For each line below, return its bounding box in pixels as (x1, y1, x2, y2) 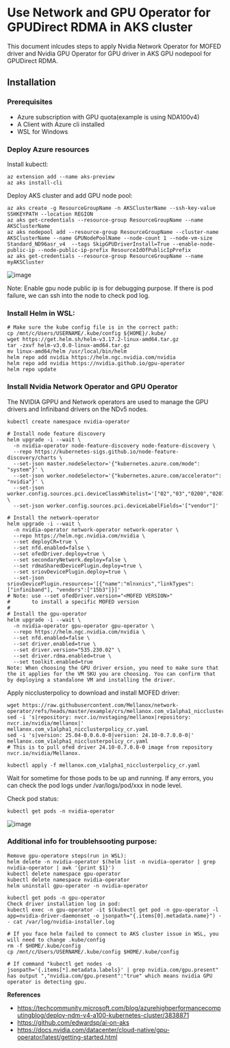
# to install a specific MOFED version (7, 598, 139, 605)
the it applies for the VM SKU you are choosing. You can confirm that (7, 671, 216, 677)
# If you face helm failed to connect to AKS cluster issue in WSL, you (7, 930, 219, 938)
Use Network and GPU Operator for (7, 5, 211, 21)
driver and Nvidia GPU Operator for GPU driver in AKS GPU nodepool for (7, 49, 212, 58)
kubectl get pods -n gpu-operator (7, 894, 106, 901)
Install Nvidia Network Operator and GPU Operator (7, 382, 178, 392)
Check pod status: (7, 794, 59, 802)
